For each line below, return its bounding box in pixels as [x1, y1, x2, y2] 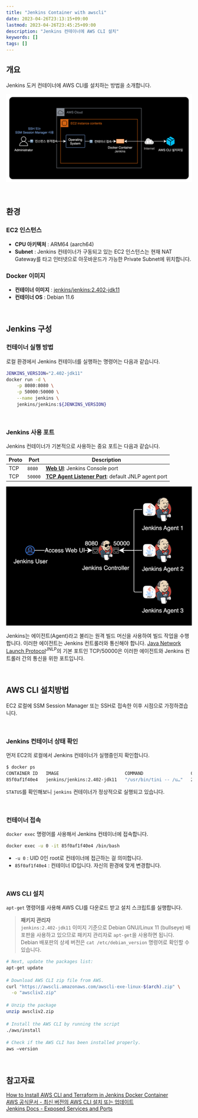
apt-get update [6, 965, 44, 971]
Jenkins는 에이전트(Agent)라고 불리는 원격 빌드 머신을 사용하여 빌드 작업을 [6, 632, 179, 639]
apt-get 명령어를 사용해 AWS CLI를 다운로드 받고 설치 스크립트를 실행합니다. [6, 904, 183, 911]
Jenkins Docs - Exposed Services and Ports [6, 1105, 113, 1112]
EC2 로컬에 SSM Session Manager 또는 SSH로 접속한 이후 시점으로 [6, 702, 163, 709]
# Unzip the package [6, 1003, 57, 1009]
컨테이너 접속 [6, 816, 41, 824]
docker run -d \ [6, 376, 46, 383]
